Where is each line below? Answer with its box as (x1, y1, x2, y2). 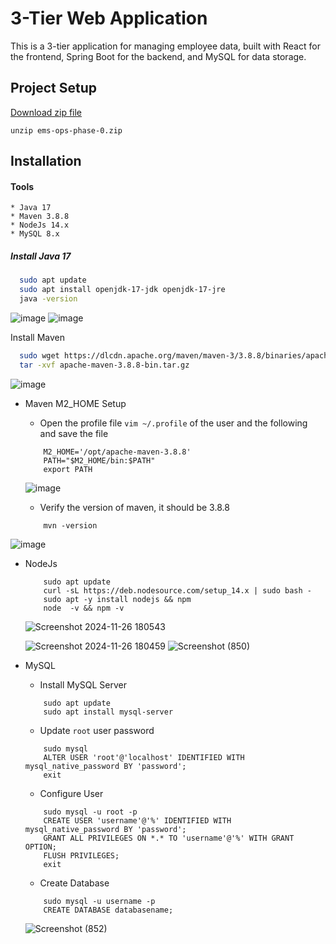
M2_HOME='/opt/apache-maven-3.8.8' (43, 447, 192, 457)
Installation (10, 153, 82, 170)
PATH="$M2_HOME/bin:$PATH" (43, 455, 156, 466)
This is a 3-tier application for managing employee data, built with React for (10, 40, 321, 52)
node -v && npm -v (43, 603, 125, 613)
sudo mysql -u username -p (43, 896, 156, 906)
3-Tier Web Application (10, 7, 208, 30)
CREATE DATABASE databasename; (43, 905, 174, 915)
